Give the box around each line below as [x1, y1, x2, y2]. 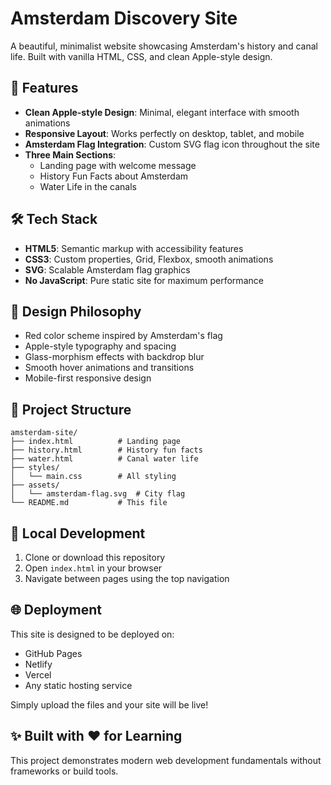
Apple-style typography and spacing [24, 340, 177, 352]
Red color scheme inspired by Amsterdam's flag [24, 330, 223, 342]
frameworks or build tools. [10, 765, 119, 777]
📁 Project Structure [10, 401, 132, 418]
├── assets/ [10, 480, 60, 491]
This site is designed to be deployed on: [10, 628, 175, 640]
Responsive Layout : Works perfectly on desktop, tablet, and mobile [24, 127, 305, 139]
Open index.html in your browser [24, 562, 163, 574]
